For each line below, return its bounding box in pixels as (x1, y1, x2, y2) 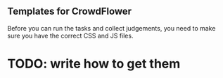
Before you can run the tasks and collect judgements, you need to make (7, 24, 216, 32)
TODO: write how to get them (7, 56, 181, 72)
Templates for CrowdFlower (7, 6, 132, 17)
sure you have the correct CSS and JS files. (7, 31, 134, 40)
